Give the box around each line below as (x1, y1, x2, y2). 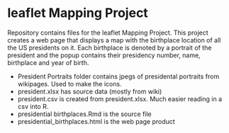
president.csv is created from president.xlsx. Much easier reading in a (17, 94, 223, 103)
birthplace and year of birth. (7, 58, 89, 66)
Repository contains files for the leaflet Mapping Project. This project (7, 28, 209, 37)
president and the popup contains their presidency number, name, (7, 51, 201, 59)
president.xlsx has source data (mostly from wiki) (17, 87, 162, 96)
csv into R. (17, 102, 49, 110)
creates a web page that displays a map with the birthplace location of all (7, 35, 221, 44)
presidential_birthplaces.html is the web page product (17, 117, 175, 125)
